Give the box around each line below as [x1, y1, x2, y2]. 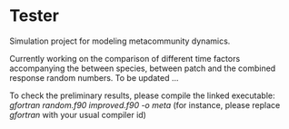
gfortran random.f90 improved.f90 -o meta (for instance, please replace [9, 99, 281, 110]
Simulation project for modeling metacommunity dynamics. [9, 35, 231, 46]
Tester [9, 5, 59, 26]
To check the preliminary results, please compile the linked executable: [9, 90, 275, 101]
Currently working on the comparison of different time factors [9, 53, 241, 64]
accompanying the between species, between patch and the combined [9, 63, 276, 74]
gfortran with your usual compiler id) [9, 109, 147, 120]
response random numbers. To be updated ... [9, 72, 179, 83]
